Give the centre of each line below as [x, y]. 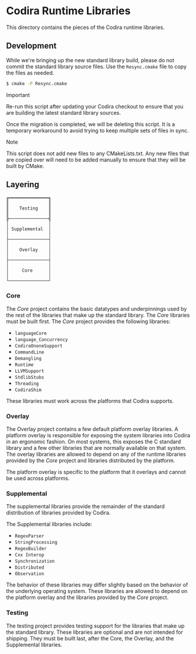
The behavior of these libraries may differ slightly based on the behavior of [97, 585]
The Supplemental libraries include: [49, 524]
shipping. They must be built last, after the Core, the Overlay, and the [90, 638]
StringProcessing [36, 543]
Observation [29, 574]
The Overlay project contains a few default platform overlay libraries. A [92, 429]
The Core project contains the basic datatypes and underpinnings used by [97, 308]
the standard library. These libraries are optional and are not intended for [94, 632]
